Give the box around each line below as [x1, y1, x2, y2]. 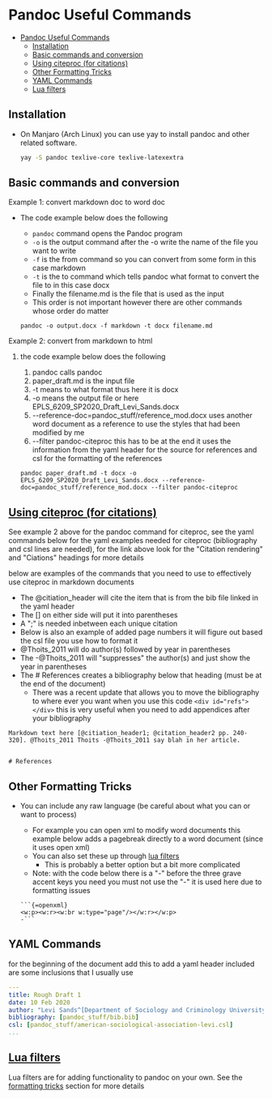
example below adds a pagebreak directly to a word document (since [32, 834, 264, 844]
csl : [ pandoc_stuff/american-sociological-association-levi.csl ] [8, 1021, 233, 1029]
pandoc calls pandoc [32, 367, 103, 378]
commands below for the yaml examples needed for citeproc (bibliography [8, 536, 257, 545]
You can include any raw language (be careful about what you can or [19, 801, 251, 811]
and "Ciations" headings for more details [8, 553, 144, 562]
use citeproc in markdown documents [8, 577, 135, 587]
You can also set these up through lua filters [32, 851, 180, 861]
